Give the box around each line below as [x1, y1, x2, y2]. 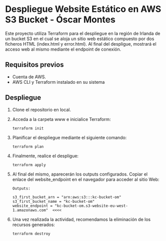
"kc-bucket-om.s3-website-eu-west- [54, 203, 128, 208]
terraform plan [12, 144, 44, 149]
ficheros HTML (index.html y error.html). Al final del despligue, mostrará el [5, 41, 157, 47]
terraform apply [12, 162, 46, 167]
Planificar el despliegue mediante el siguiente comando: [12, 134, 127, 140]
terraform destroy [12, 231, 51, 236]
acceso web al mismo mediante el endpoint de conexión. [5, 46, 121, 52]
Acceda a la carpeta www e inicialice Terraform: [12, 116, 111, 122]
